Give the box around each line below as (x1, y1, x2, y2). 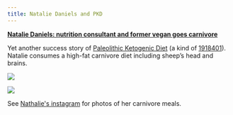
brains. (7, 58, 28, 67)
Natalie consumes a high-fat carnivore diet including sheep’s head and (7, 51, 214, 60)
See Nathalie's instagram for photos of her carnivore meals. (7, 99, 182, 107)
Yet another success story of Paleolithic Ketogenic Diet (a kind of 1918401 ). (7, 43, 227, 52)
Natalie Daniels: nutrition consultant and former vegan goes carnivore (7, 30, 218, 38)
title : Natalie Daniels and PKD (7, 10, 103, 18)
